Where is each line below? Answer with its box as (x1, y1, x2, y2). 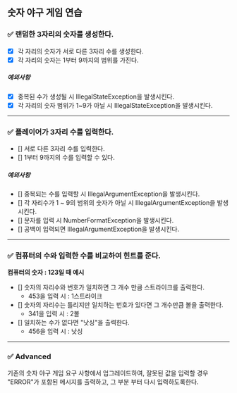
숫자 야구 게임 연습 (7, 6, 83, 19)
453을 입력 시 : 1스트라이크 (28, 292, 102, 301)
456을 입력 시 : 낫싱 (28, 327, 83, 336)
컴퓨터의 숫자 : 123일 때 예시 (7, 268, 85, 277)
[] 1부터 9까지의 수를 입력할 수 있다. (17, 154, 115, 162)
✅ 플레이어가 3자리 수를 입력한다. (7, 127, 114, 137)
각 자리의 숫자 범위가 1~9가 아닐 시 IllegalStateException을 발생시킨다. (17, 101, 213, 109)
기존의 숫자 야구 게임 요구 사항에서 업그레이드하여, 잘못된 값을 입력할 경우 (7, 368, 209, 377)
